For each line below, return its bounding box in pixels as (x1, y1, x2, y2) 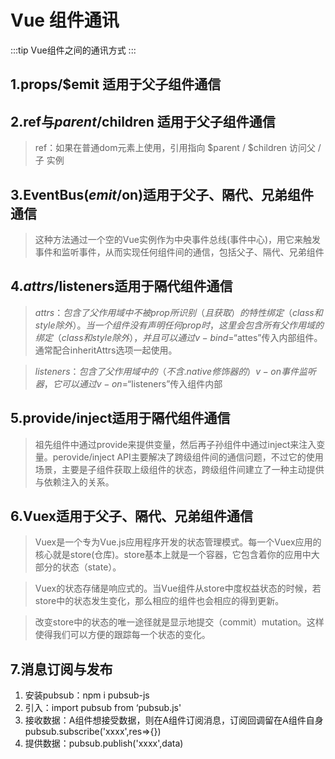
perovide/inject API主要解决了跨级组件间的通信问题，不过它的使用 (52, 451, 324, 463)
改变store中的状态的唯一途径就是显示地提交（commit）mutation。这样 (34, 616, 325, 628)
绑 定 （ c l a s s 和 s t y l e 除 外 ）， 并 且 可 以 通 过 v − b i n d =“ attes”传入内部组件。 (34, 331, 323, 343)
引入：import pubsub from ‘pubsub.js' (24, 702, 182, 714)
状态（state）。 (61, 561, 122, 573)
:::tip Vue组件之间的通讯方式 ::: (10, 44, 137, 56)
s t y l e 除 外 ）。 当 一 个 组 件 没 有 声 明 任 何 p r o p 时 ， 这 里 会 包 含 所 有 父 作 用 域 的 (34, 319, 325, 331)
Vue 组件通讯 (10, 9, 120, 32)
